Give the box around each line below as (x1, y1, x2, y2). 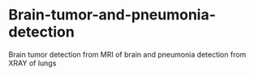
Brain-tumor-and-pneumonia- (8, 6, 217, 24)
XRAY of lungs (8, 58, 57, 68)
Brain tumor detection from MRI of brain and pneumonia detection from (8, 49, 247, 59)
